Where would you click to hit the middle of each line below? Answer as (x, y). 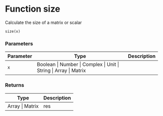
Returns (15, 85)
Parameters (19, 43)
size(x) (13, 31)
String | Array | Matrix (61, 71)
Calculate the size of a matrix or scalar (43, 22)
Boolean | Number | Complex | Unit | (78, 64)
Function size (33, 9)
